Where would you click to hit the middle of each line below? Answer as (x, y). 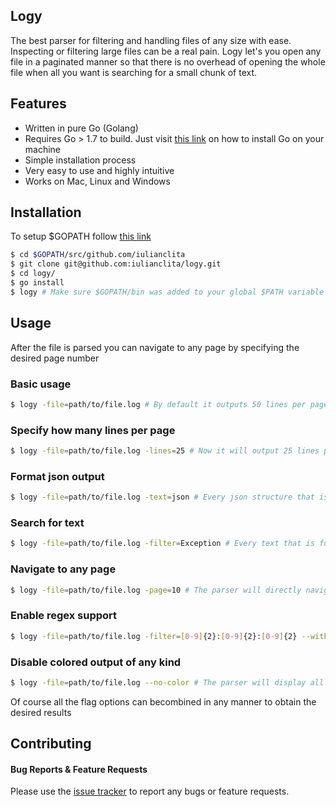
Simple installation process (80, 160)
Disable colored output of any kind (96, 662)
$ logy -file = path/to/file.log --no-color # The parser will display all (167, 682)
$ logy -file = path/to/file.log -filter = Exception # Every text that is (162, 544)
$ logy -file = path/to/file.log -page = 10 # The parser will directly (156, 590)
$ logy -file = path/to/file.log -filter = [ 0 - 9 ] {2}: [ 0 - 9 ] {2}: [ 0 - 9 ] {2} (154, 636)
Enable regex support (64, 616)
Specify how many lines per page (93, 430)
